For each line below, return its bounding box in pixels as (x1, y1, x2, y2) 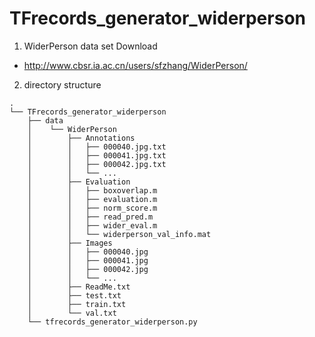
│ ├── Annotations (27, 133, 136, 143)
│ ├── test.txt (27, 290, 122, 301)
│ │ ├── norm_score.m (27, 203, 158, 213)
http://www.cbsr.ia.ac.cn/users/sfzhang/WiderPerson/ (23, 59, 248, 71)
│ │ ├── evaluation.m (27, 194, 158, 204)
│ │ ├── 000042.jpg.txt (27, 159, 167, 169)
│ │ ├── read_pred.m (27, 212, 154, 222)
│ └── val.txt (27, 308, 117, 318)
